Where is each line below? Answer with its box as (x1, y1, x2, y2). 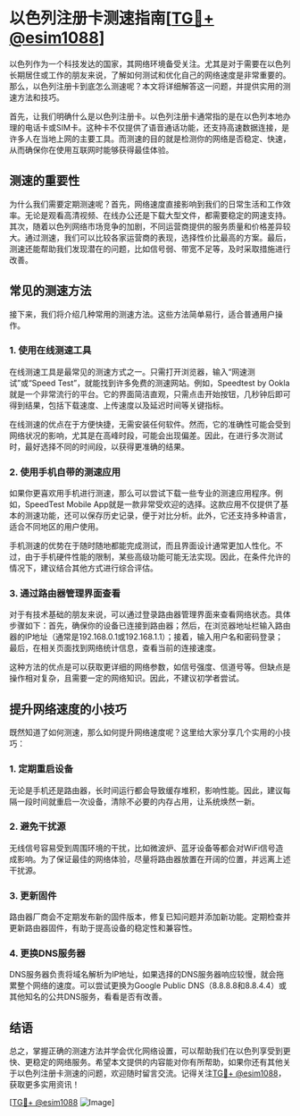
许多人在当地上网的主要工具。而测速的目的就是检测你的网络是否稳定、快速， (9, 133, 291, 144)
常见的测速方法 (9, 283, 92, 299)
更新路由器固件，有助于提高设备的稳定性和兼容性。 (9, 923, 197, 934)
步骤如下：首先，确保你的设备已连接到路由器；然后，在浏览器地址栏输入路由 (9, 621, 291, 631)
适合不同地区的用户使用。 (9, 521, 104, 532)
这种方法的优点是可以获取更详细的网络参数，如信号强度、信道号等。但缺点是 (9, 662, 291, 672)
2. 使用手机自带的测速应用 (9, 466, 121, 478)
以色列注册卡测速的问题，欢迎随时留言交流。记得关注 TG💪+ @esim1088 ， (16, 1068, 287, 1078)
